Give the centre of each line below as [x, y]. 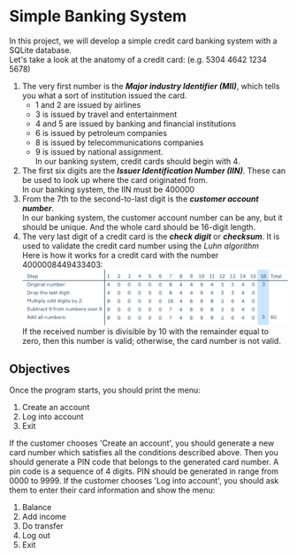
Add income [44, 517]
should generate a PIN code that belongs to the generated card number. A [144, 462]
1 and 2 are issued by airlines [88, 104]
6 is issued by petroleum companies [101, 133]
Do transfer [42, 526]
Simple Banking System [98, 16]
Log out [36, 536]
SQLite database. [41, 50]
